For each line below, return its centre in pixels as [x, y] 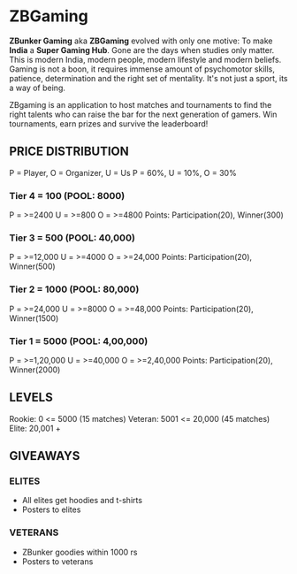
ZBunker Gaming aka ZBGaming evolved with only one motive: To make [141, 41]
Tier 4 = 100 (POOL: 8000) [67, 195]
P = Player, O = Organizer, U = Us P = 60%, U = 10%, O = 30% [123, 172]
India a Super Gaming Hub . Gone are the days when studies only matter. [142, 50]
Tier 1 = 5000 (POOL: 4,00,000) [79, 341]
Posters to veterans [57, 561]
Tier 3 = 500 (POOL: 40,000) [72, 238]
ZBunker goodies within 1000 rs [80, 552]
